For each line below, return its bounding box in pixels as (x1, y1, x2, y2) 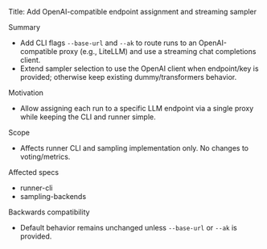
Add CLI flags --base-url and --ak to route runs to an (19, 38, 197, 48)
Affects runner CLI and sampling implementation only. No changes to (19, 143, 249, 152)
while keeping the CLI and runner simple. (19, 112, 156, 122)
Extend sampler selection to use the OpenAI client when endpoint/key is (19, 64, 259, 73)
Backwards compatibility (8, 207, 90, 217)
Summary (8, 23, 41, 31)
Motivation (8, 88, 44, 98)
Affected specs (8, 168, 59, 176)
